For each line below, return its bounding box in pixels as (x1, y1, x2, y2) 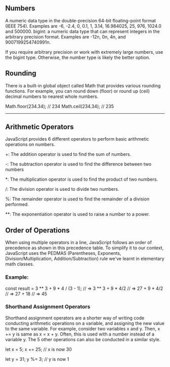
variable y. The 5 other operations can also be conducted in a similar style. (5, 336, 161, 342)
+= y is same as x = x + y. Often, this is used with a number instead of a (5, 331, 155, 337)
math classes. (5, 261, 34, 267)
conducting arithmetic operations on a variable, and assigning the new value (5, 320, 164, 326)
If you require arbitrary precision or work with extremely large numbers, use (5, 49, 163, 55)
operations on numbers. (5, 142, 56, 148)
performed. (5, 202, 29, 208)
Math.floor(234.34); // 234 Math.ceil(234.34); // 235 (5, 103, 114, 109)
